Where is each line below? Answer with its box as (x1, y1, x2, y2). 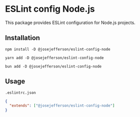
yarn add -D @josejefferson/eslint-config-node (5, 55, 104, 60)
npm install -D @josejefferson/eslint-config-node (5, 47, 111, 52)
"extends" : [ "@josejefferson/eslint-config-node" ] (9, 103, 115, 108)
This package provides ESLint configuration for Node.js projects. (5, 20, 136, 25)
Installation (5, 34, 40, 42)
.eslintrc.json (5, 90, 36, 95)
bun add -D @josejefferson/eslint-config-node (5, 64, 102, 69)
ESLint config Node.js (5, 3, 95, 15)
